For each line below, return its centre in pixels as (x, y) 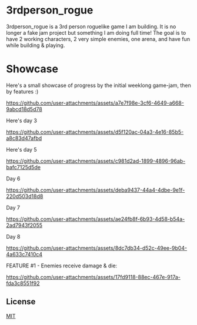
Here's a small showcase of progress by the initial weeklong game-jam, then (98, 85)
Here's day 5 (21, 149)
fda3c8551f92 (23, 283)
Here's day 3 (21, 120)
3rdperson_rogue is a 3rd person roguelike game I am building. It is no (91, 26)
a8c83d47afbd (24, 138)
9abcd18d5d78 (24, 109)
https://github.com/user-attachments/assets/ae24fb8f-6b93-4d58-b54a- (96, 219)
